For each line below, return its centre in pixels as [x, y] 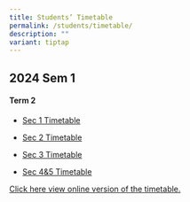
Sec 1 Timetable [51, 120]
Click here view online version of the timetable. [95, 189]
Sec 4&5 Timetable [57, 171]
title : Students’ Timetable [61, 17]
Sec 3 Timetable [52, 154]
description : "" [39, 34]
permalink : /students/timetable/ [71, 26]
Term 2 [23, 101]
